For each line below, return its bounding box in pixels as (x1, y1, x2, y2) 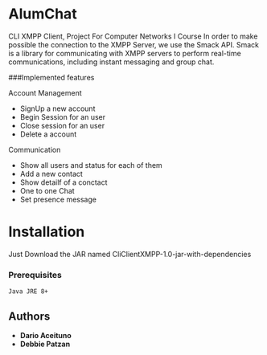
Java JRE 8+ (8, 288, 48, 296)
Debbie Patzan (19, 339, 71, 349)
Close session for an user (19, 120, 105, 130)
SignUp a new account (19, 104, 96, 113)
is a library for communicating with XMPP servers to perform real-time (8, 48, 241, 58)
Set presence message (19, 194, 97, 204)
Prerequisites (8, 269, 62, 280)
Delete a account (19, 129, 77, 139)
